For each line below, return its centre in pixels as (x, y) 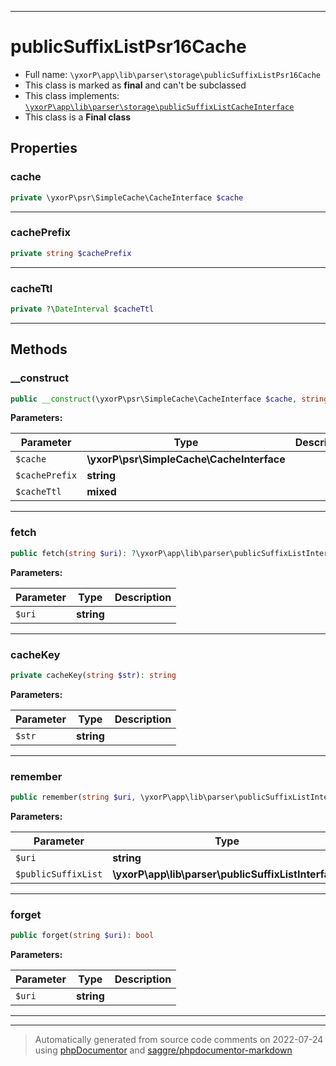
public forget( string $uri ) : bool (82, 936)
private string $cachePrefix (71, 253)
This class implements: (72, 95)
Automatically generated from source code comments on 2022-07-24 (179, 1040)
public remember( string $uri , (73, 797)
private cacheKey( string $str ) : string (93, 675)
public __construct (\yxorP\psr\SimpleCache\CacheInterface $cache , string (169, 399)
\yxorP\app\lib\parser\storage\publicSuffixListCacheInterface (159, 107)
